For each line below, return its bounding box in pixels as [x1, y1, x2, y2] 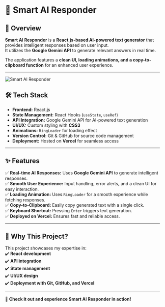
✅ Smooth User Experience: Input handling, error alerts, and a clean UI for [5, 180, 157, 186]
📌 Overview [5, 24, 41, 32]
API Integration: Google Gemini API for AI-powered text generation [12, 117, 148, 123]
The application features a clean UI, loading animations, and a [5, 57, 132, 63]
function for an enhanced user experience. [26, 62, 113, 68]
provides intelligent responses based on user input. [5, 42, 109, 48]
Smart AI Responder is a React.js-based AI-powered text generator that [5, 37, 154, 43]
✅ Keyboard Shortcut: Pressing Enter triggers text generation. [5, 207, 133, 213]
